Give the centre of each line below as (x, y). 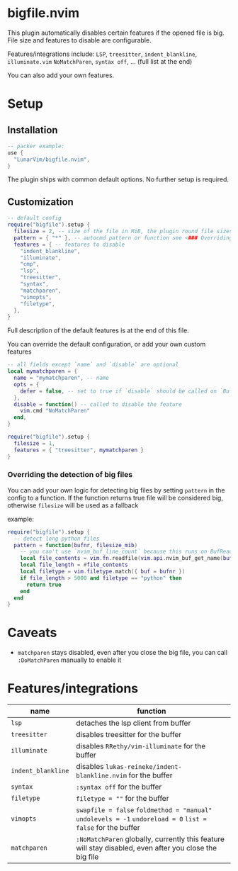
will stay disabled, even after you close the (146, 848)
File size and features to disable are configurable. (79, 40)
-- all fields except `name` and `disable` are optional (93, 365)
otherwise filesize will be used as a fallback (73, 505)
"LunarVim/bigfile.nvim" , (52, 159)
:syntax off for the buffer (119, 787)
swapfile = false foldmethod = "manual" (144, 810)
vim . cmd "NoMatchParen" (55, 411)
